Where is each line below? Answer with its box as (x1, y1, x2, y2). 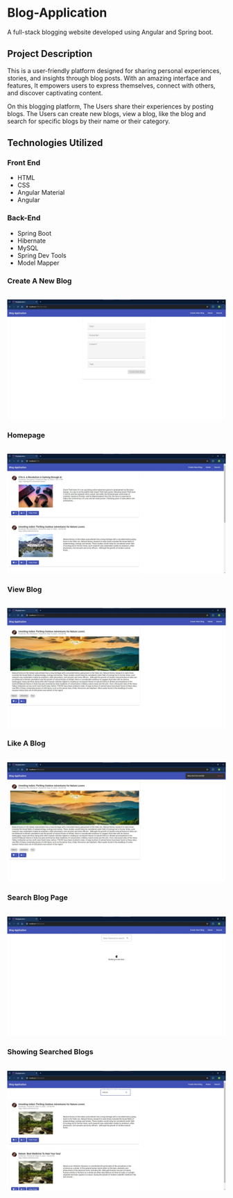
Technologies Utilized (7, 137, 103, 149)
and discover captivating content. (7, 88, 103, 97)
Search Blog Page (7, 893, 68, 902)
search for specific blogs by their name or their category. (7, 117, 171, 125)
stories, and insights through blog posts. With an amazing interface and (7, 74, 212, 82)
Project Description (7, 48, 93, 60)
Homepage (7, 430, 45, 439)
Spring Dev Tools (17, 251, 67, 259)
